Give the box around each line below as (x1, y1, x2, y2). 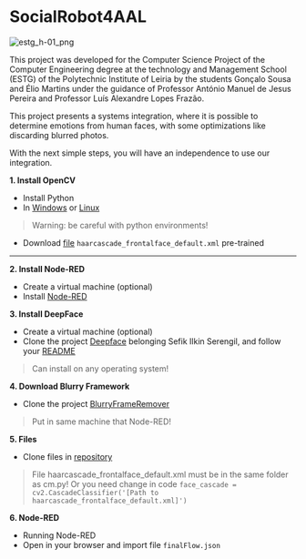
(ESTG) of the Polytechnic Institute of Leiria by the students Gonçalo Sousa (9, 73, 291, 84)
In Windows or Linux (22, 202, 100, 213)
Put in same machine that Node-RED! (31, 416, 171, 427)
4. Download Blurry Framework (9, 381, 130, 391)
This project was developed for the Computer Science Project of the (9, 54, 266, 65)
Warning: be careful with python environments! (31, 219, 209, 230)
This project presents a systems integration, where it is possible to (9, 110, 259, 121)
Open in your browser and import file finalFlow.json (22, 539, 221, 550)
